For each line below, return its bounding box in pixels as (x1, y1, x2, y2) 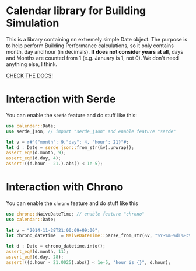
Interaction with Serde (6, 92, 116, 106)
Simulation (6, 16, 60, 30)
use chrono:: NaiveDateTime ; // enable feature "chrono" (6, 211, 145, 217)
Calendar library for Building (6, 4, 146, 18)
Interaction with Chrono (6, 180, 124, 194)
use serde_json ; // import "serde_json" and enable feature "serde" (6, 128, 176, 134)
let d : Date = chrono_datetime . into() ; (6, 244, 106, 249)
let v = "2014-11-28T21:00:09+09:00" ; (6, 227, 100, 233)
